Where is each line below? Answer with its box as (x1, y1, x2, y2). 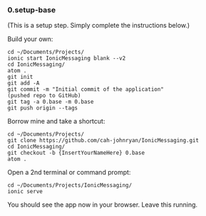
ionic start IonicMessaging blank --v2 (7, 55, 126, 62)
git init (7, 73, 34, 81)
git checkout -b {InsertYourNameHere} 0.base (7, 149, 145, 157)
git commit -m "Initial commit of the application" (7, 86, 164, 93)
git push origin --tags (7, 104, 78, 112)
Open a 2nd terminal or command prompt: (7, 168, 131, 177)
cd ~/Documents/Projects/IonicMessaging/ (7, 182, 133, 189)
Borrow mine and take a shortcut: (7, 117, 105, 126)
